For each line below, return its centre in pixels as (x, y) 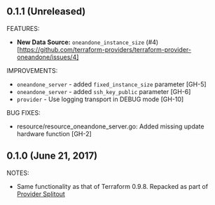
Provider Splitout (41, 194)
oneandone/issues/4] (48, 57)
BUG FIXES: (23, 112)
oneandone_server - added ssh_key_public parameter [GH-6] (104, 91)
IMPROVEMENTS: (32, 70)
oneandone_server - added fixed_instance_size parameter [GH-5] (112, 84)
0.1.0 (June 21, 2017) (52, 156)
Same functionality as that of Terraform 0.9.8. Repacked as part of (112, 186)
